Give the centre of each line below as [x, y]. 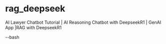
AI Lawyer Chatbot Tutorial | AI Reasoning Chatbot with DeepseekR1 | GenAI [83, 22]
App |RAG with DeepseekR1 [33, 27]
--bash [12, 37]
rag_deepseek [35, 9]
